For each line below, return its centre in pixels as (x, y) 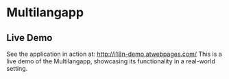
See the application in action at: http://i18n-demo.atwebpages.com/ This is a (114, 54)
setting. (17, 68)
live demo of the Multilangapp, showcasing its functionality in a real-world (111, 61)
